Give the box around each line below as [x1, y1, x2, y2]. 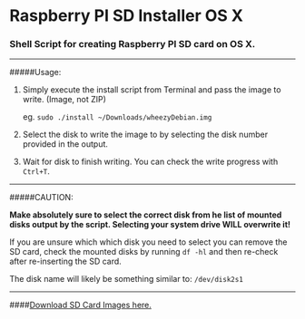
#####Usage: [9, 67, 62, 78]
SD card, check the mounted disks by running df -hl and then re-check [9, 246, 279, 257]
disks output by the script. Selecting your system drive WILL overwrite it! [9, 219, 291, 230]
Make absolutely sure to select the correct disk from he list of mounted [9, 209, 282, 220]
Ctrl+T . [22, 166, 50, 177]
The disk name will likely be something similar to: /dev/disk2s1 [9, 274, 243, 285]
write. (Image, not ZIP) [22, 94, 107, 105]
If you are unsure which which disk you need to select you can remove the [9, 237, 288, 247]
